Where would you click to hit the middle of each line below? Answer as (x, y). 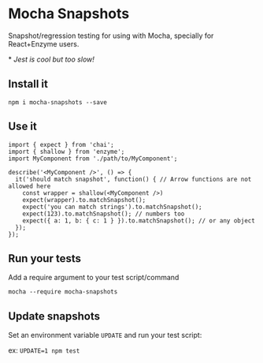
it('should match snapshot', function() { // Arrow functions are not (133, 179)
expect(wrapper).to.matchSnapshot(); (84, 200)
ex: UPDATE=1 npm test (44, 350)
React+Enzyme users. (44, 43)
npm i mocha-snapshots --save (58, 102)
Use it (22, 127)
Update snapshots (54, 316)
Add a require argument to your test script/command (94, 278)
